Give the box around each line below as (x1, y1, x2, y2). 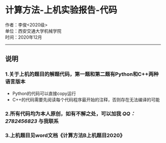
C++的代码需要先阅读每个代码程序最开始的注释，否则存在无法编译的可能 (12, 96, 160, 102)
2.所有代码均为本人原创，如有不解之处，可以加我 (5, 110, 122, 117)
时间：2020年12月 (5, 34, 42, 40)
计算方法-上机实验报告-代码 (5, 4, 118, 16)
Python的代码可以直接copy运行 (12, 90, 76, 96)
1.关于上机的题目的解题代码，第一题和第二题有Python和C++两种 (5, 71, 159, 78)
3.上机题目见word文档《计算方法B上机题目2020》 (5, 132, 125, 139)
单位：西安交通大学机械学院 (5, 28, 62, 34)
